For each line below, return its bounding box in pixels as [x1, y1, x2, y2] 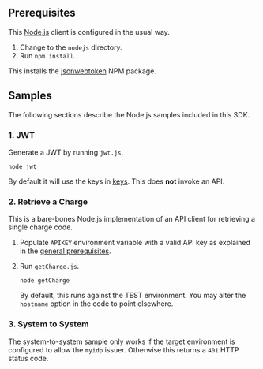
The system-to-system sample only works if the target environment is [8, 337, 235, 346]
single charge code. [8, 222, 73, 232]
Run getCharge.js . [19, 262, 80, 271]
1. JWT [8, 129, 36, 140]
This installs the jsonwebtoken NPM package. [8, 66, 156, 76]
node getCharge [19, 277, 70, 285]
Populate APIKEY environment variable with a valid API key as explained [19, 238, 251, 248]
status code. [8, 353, 49, 363]
